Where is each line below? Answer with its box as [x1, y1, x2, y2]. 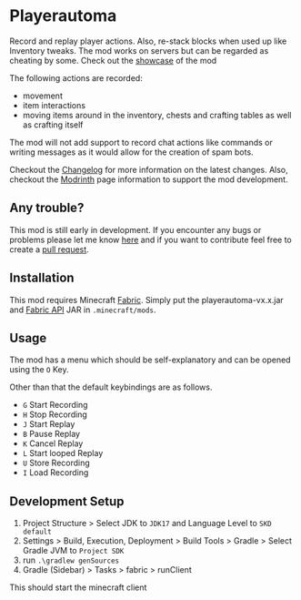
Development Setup [9, 493, 125, 509]
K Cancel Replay [22, 438, 84, 449]
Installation [9, 270, 75, 286]
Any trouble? [9, 200, 85, 216]
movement [22, 90, 64, 101]
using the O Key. [9, 364, 69, 375]
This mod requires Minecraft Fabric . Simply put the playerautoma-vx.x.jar [9, 294, 284, 305]
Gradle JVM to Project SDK [22, 545, 125, 556]
